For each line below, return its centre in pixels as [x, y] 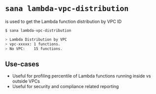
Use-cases [22, 64]
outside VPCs [26, 81]
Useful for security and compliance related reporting [65, 87]
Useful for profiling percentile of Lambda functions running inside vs [81, 76]
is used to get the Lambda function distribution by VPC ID [63, 21]
